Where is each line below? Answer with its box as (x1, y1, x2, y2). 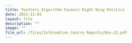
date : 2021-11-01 (5, 12, 42, 17)
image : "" (5, 26, 26, 31)
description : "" (5, 21, 39, 26)
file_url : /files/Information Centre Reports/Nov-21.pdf (5, 30, 127, 35)
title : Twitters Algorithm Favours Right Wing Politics (5, 7, 125, 12)
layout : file (5, 16, 33, 21)
